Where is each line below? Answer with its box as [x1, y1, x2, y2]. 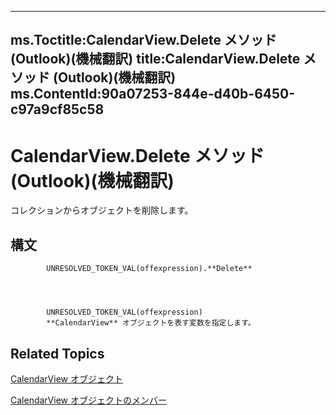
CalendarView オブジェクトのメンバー [10, 394, 167, 406]
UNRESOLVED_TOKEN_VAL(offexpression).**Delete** [46, 264, 253, 274]
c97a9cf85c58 [10, 101, 105, 118]
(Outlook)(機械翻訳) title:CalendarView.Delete [10, 51, 301, 68]
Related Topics [10, 345, 105, 362]
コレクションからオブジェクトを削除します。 [10, 204, 194, 216]
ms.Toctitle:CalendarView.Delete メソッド [10, 32, 277, 49]
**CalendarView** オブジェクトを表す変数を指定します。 [46, 318, 256, 328]
